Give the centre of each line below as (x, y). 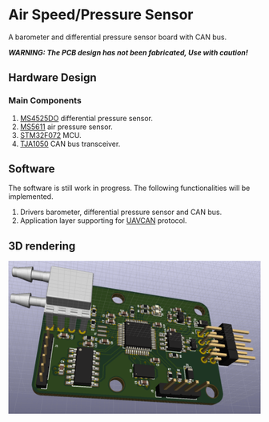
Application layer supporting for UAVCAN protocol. (103, 221)
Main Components (45, 100)
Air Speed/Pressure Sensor (101, 15)
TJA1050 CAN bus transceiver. (70, 144)
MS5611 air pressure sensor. (66, 127)
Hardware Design (53, 78)
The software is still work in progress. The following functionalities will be (129, 188)
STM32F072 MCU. (50, 135)
